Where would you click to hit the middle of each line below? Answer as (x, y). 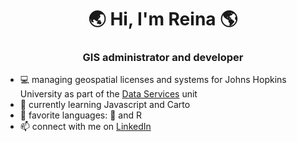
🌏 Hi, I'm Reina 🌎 (163, 19)
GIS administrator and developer (163, 58)
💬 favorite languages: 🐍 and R (81, 115)
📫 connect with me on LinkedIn (85, 127)
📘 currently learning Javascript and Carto (105, 105)
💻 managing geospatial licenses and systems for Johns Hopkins (153, 80)
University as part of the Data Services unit (108, 94)
